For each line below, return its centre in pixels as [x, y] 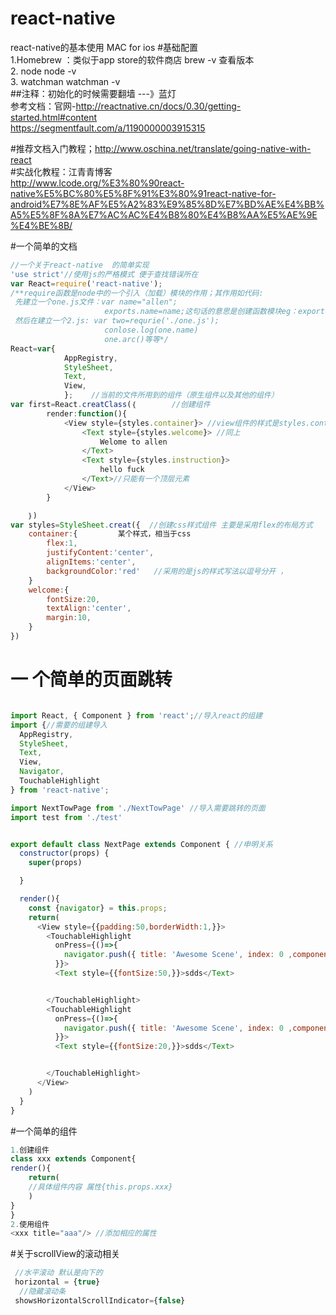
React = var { [33, 348]
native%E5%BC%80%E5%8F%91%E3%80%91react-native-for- [143, 193]
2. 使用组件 [30, 1224]
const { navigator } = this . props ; [98, 908]
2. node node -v [43, 71]
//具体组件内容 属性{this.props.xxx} [100, 1187]
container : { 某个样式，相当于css [110, 534]
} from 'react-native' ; [60, 790]
